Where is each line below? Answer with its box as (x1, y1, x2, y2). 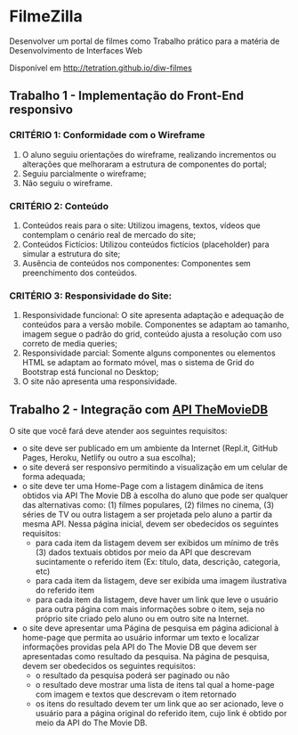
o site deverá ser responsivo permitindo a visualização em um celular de (21, 461, 288, 473)
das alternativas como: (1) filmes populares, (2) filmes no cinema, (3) (21, 500, 275, 510)
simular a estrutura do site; (21, 248, 121, 259)
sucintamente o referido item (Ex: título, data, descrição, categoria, (35, 557, 281, 568)
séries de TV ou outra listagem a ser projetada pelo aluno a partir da (21, 510, 273, 520)
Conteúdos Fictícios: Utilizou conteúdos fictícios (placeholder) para (21, 239, 270, 249)
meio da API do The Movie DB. (35, 717, 149, 728)
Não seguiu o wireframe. (21, 177, 113, 188)
